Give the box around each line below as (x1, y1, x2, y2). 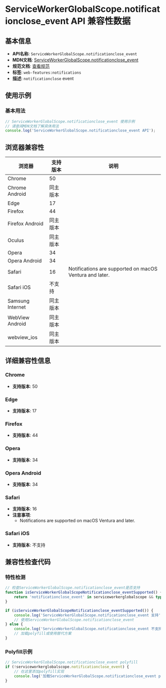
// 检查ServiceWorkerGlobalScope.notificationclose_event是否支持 (5, 585, 140, 591)
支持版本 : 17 (12, 408, 37, 414)
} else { (5, 622, 23, 627)
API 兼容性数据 (71, 16, 131, 27)
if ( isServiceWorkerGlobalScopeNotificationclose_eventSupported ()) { (5, 608, 154, 613)
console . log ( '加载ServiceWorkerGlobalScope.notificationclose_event (14, 674, 157, 679)
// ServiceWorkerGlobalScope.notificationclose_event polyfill (5, 660, 138, 665)
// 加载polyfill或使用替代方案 (14, 631, 72, 636)
